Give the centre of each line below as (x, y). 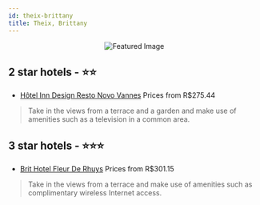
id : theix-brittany (41, 16)
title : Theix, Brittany (48, 23)
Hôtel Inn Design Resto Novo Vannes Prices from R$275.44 (118, 95)
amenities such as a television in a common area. (109, 119)
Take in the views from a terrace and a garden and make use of (132, 111)
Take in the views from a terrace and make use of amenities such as (140, 184)
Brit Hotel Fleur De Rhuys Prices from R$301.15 (97, 169)
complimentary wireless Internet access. (95, 193)
